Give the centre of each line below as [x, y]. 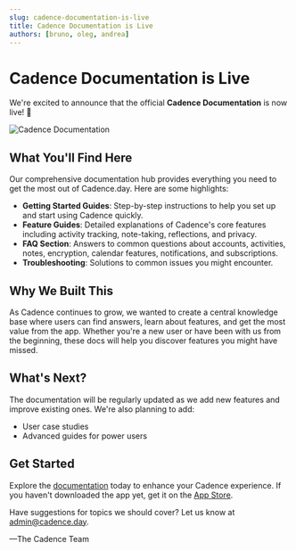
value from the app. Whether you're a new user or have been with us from [145, 331]
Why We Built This [62, 291]
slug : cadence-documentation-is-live [79, 17]
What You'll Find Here [71, 157]
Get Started [42, 464]
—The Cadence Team [49, 539]
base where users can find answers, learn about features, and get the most [148, 321]
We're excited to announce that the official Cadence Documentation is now [148, 103]
